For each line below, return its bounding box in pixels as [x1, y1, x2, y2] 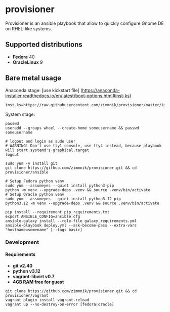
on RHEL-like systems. [5, 25, 52, 31]
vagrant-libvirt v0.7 [12, 273, 55, 279]
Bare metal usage [5, 74, 62, 82]
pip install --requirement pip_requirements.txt [5, 209, 110, 214]
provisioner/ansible [5, 169, 49, 175]
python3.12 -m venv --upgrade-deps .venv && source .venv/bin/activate [5, 201, 159, 206]
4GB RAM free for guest [12, 279, 64, 285]
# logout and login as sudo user [5, 139, 76, 144]
